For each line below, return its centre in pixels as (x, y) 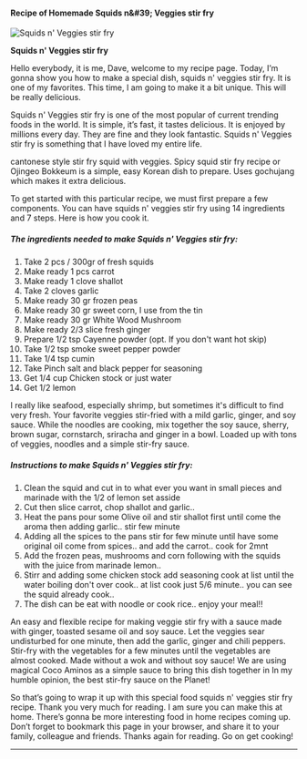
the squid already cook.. (69, 595)
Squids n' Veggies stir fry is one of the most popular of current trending (144, 115)
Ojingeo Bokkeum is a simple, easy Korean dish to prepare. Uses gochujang (153, 171)
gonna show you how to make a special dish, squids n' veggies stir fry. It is (151, 78)
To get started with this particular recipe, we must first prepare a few (139, 199)
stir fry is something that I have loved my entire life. (107, 144)
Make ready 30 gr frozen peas (81, 301)
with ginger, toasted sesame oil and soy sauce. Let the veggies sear (138, 631)
